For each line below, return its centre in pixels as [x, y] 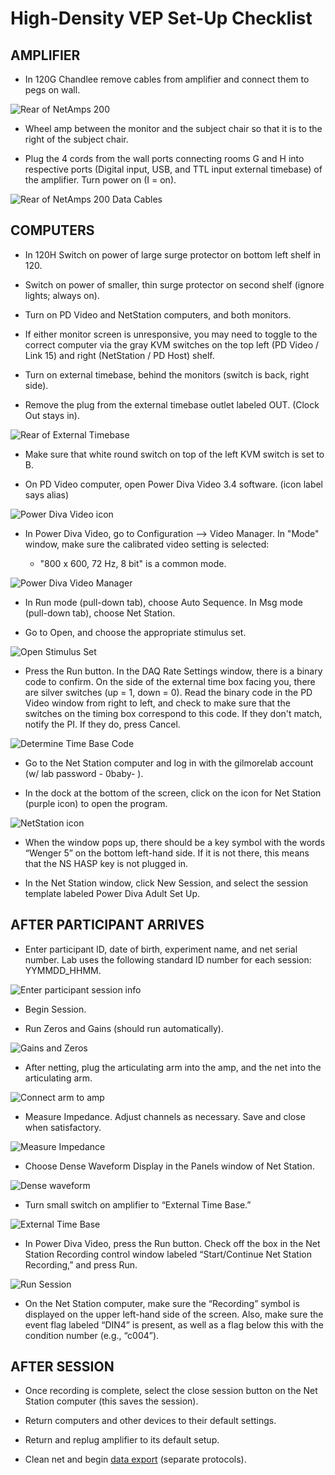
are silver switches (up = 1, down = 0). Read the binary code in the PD [168, 692]
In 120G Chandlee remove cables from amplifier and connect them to [167, 79]
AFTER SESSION [62, 1367]
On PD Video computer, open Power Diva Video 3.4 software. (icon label [174, 484]
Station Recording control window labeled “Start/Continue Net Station [168, 1254]
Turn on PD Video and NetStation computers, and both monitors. [158, 314]
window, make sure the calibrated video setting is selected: [147, 544]
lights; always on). [62, 295]
